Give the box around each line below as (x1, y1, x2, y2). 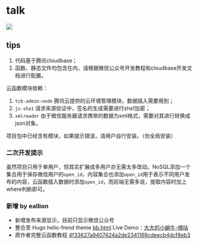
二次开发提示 (6, 149, 44, 157)
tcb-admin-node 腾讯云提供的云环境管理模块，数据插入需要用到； (14, 97, 174, 104)
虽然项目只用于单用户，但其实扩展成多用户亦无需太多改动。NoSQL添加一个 (6, 163, 191, 171)
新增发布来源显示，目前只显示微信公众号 (14, 217, 115, 224)
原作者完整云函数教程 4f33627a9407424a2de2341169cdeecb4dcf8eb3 (14, 231, 191, 239)
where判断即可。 (6, 186, 48, 193)
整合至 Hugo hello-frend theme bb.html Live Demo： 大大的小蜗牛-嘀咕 (14, 224, 188, 231)
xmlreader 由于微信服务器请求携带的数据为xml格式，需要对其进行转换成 (14, 112, 191, 119)
